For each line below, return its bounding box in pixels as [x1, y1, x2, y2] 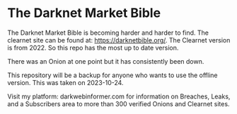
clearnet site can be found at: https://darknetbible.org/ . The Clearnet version [7, 35, 231, 44]
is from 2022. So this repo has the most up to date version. [7, 43, 179, 52]
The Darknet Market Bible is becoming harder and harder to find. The [7, 28, 209, 37]
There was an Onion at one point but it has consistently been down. [7, 57, 204, 65]
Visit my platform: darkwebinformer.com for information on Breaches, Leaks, [7, 92, 231, 101]
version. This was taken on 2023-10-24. [7, 78, 124, 86]
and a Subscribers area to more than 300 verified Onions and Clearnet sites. [7, 99, 230, 108]
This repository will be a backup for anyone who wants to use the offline [7, 71, 218, 79]
